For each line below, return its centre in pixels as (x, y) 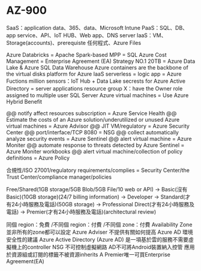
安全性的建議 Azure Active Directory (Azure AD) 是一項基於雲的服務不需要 (97, 239)
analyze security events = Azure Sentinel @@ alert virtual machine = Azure (99, 138)
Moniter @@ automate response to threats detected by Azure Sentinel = (95, 145)
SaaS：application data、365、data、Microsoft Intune (73, 28)
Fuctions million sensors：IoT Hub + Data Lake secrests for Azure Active (96, 81)
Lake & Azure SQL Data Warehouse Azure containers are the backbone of (97, 67)
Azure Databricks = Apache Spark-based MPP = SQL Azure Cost (86, 55)
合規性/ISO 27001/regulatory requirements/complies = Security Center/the (98, 170)
